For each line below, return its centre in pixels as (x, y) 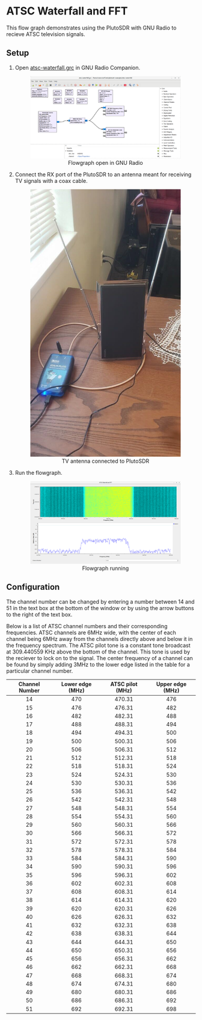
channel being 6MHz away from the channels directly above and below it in (99, 638)
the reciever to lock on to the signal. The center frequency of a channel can (100, 658)
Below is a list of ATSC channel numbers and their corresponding (87, 626)
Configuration (33, 587)
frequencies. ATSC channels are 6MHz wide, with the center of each (91, 632)
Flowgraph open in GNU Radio (106, 163)
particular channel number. (40, 671)
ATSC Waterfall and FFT (67, 11)
